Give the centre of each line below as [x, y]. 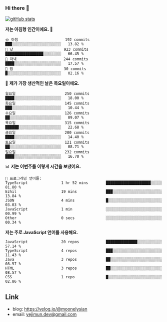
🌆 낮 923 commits [47, 50]
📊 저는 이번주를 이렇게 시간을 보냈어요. [43, 167]
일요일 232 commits [47, 152]
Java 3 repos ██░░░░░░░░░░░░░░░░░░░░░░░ [84, 260]
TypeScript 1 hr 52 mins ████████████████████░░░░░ [84, 183]
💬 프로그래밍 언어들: [23, 179]
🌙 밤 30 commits [46, 69]
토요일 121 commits [47, 143]
